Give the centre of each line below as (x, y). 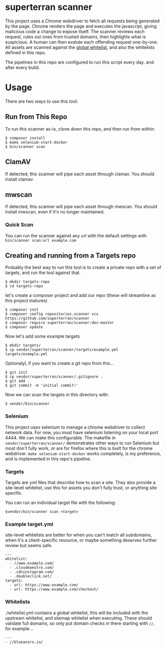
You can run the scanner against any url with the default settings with (76, 235)
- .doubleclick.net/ (31, 577)
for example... (19, 628)
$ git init (16, 372)
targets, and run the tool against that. (43, 273)
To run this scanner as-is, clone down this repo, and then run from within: (80, 129)
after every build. (23, 67)
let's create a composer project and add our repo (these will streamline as (81, 295)
